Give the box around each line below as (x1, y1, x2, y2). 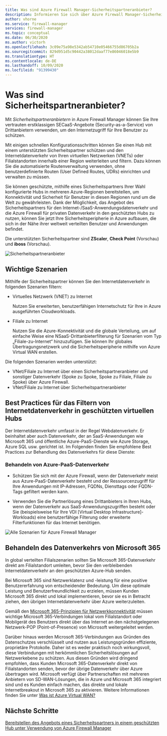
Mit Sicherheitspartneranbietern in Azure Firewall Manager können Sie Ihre (5, 116, 159, 122)
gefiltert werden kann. (23, 488, 69, 495)
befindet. (5, 226, 24, 232)
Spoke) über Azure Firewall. (12, 379, 70, 385)
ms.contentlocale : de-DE (5, 58, 57, 63)
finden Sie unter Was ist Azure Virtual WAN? (5, 692, 95, 698)
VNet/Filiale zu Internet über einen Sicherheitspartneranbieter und (12, 368, 148, 374)
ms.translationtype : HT (5, 53, 55, 59)
